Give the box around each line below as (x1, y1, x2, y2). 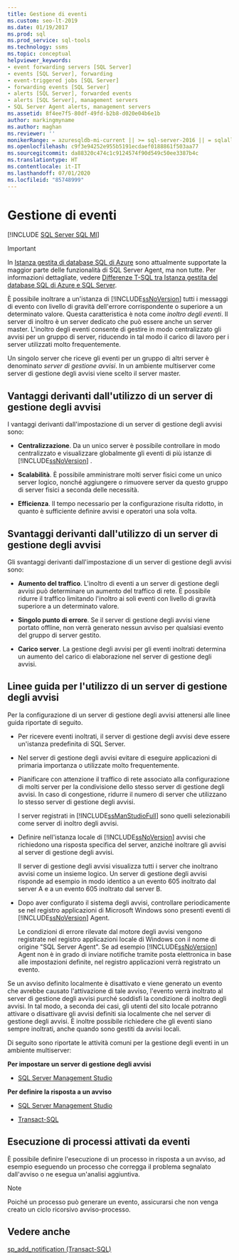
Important (7, 244, 36, 253)
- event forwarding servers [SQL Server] (7, 63, 132, 71)
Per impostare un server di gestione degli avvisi (7, 1060, 152, 1068)
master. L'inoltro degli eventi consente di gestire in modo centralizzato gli (7, 325, 222, 334)
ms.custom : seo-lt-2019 (7, 17, 78, 24)
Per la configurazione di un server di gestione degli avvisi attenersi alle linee (7, 711, 230, 719)
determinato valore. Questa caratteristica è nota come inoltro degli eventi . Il (7, 310, 228, 318)
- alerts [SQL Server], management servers (7, 97, 139, 104)
